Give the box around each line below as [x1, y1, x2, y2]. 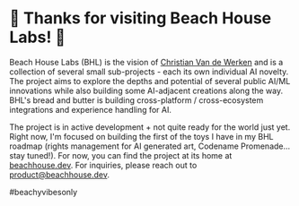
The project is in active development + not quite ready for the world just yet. [9, 121, 291, 133]
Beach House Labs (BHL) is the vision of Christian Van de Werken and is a [9, 56, 284, 67]
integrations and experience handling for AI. [9, 104, 172, 115]
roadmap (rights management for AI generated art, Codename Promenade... [9, 141, 291, 151]
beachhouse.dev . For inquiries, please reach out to [9, 159, 198, 170]
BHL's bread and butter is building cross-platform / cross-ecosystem [9, 94, 264, 106]
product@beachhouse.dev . [9, 169, 110, 180]
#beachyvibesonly [9, 186, 78, 197]
